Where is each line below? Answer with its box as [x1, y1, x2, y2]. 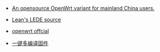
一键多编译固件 [11, 40, 49, 47]
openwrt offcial [11, 28, 49, 35]
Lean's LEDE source [11, 16, 61, 23]
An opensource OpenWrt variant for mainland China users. [11, 5, 155, 12]
